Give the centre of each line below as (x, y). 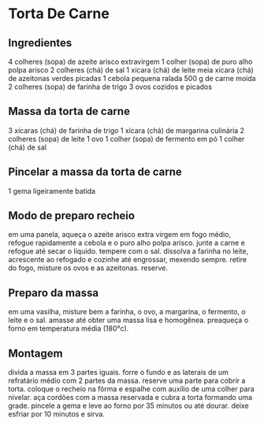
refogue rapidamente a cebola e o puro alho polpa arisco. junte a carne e (127, 243)
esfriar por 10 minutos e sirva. (56, 414)
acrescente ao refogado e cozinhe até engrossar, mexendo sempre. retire (127, 260)
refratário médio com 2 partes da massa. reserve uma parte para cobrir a (127, 381)
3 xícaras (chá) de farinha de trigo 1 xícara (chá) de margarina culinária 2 (126, 130)
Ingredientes (40, 43)
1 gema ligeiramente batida (52, 191)
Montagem (35, 353)
